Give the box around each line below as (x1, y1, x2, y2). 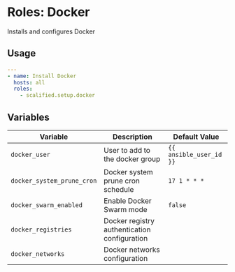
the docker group (104, 154, 161, 164)
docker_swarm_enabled (10, 201, 83, 209)
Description (112, 132, 152, 142)
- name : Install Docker (7, 73, 77, 80)
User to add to (104, 145, 150, 155)
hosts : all (13, 79, 45, 86)
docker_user (10, 151, 51, 158)
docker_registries (10, 225, 72, 234)
